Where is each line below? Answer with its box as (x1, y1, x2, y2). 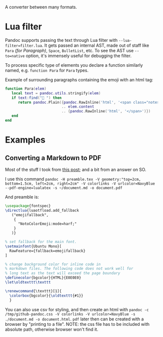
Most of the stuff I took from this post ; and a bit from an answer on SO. (5, 167, 147, 172)
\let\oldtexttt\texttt (5, 280, 51, 285)
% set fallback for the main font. (5, 240, 77, 244)
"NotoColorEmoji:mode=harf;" (17, 222, 77, 226)
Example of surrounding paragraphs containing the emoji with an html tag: (5, 76, 154, 82)
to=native (5, 54, 25, 58)
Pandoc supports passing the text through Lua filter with (5, 37, 118, 43)
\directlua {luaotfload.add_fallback (5, 208, 79, 213)
